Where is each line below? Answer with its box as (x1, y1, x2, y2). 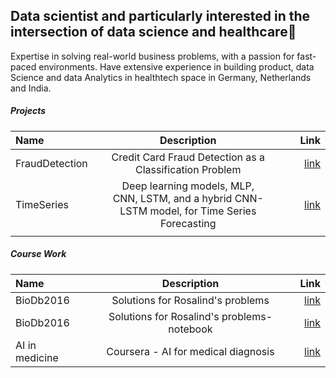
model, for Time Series (149, 204, 257, 218)
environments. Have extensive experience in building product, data (38, 60, 315, 73)
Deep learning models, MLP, (121, 179, 255, 193)
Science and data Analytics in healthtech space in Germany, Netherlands (10, 71, 312, 83)
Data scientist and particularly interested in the (10, 8, 311, 25)
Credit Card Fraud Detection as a (111, 150, 266, 164)
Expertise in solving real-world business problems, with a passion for (10, 50, 295, 62)
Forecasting (159, 216, 217, 230)
